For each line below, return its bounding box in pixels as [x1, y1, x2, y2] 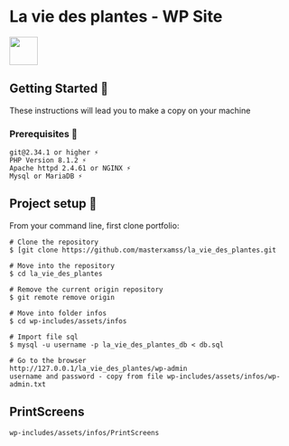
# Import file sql [9, 332, 79, 341]
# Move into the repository [9, 261, 116, 270]
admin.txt [9, 379, 47, 389]
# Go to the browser [9, 356, 88, 365]
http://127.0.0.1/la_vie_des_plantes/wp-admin [9, 364, 188, 373]
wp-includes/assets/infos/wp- [166, 372, 281, 381]
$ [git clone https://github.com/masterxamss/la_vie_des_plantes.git [9, 246, 277, 255]
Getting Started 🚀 [9, 81, 109, 97]
